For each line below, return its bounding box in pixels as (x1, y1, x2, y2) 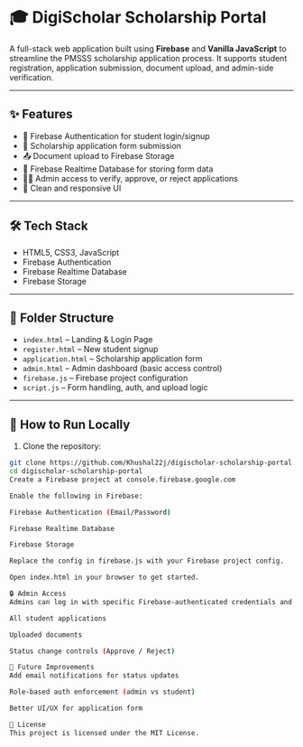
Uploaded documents (9, 630, 83, 640)
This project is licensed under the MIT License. (9, 728, 200, 737)
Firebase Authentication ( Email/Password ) (9, 508, 171, 517)
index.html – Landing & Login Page (22, 334, 153, 345)
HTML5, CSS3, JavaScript (22, 247, 120, 257)
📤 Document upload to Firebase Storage (22, 150, 175, 161)
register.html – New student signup (22, 344, 159, 355)
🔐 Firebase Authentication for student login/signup (22, 130, 210, 141)
